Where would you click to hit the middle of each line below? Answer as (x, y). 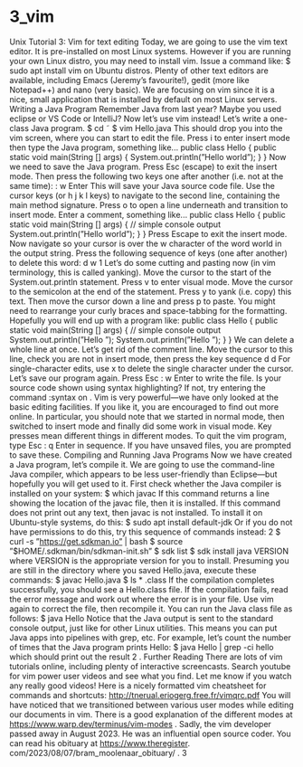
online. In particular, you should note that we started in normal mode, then (147, 416)
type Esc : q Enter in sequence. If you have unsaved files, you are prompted (150, 445)
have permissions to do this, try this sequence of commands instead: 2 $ (145, 532)
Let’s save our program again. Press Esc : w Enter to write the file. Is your (146, 378)
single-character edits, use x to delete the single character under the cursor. (151, 368)
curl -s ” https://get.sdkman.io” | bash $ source (96, 541)
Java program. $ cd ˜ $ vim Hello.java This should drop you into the (156, 128)
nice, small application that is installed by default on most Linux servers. (143, 99)
